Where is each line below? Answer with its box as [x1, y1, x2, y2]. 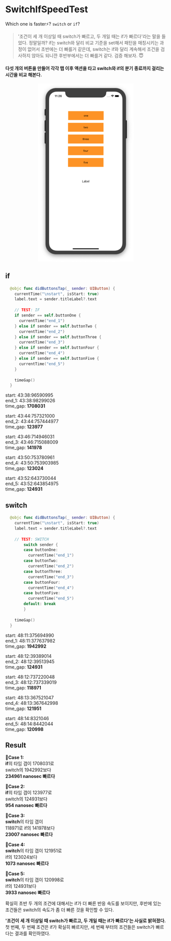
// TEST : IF [14, 308, 40, 313]
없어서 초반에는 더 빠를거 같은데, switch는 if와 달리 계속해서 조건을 [27, 46, 160, 52]
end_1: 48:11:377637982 [5, 637, 56, 644]
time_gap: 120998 [5, 726, 44, 732]
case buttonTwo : [23, 558, 58, 563]
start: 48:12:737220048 [5, 674, 55, 680]
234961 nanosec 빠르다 [5, 773, 55, 779]
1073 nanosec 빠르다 [5, 860, 49, 867]
